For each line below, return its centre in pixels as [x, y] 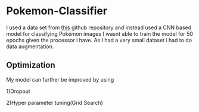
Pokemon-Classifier [57, 11]
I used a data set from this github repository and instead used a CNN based [99, 27]
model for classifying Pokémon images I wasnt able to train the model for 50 [100, 33]
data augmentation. [30, 46]
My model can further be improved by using [60, 79]
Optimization [31, 65]
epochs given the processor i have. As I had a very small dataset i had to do [99, 40]
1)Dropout [18, 91]
